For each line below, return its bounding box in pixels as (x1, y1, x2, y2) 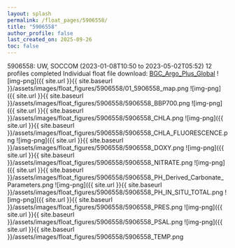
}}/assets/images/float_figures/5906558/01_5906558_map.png (7, 85, 189, 92)
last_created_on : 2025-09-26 (7, 36, 92, 43)
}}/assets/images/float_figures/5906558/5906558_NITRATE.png (7, 159, 193, 166)
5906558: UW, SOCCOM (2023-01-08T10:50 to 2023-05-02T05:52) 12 (7, 62, 212, 70)
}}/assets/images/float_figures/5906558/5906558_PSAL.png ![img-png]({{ (7, 218, 223, 226)
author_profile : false (7, 29, 73, 37)
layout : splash (7, 10, 52, 17)
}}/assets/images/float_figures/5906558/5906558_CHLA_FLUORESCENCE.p (7, 129, 228, 137)
